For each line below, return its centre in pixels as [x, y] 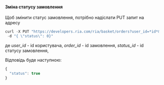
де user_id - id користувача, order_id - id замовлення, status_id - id [74, 45]
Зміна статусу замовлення [34, 7]
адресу [13, 23]
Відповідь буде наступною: [33, 60]
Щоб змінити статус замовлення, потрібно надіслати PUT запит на [75, 17]
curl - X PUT [17, 32]
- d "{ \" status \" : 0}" [30, 36]
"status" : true [25, 73]
